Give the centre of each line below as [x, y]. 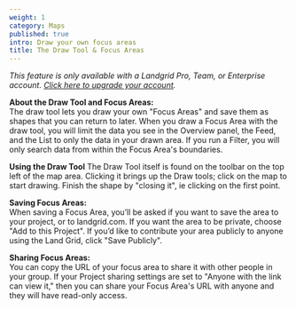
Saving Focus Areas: [48, 203]
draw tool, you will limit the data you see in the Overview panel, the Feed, [143, 131]
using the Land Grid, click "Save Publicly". [86, 241]
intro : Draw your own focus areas [73, 42]
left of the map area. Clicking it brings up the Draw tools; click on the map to [148, 176]
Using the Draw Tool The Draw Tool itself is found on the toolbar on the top [147, 167]
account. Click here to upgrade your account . [93, 85]
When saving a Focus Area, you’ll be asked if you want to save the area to [144, 212]
